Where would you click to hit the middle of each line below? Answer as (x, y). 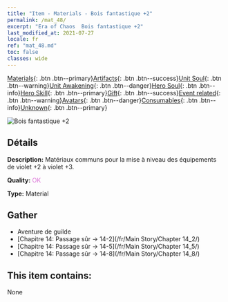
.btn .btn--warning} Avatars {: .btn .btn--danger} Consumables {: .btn (103, 100)
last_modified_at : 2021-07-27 (51, 33)
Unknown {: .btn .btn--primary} (64, 107)
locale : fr (23, 39)
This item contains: (49, 275)
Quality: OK (24, 180)
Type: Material (28, 194)
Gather (22, 215)
